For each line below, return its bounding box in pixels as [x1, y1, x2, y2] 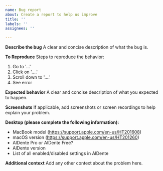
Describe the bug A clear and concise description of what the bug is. [5, 44, 148, 50]
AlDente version [12, 145, 46, 151]
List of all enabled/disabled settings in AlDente [12, 150, 109, 156]
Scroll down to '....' [12, 74, 51, 80]
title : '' [5, 17, 26, 22]
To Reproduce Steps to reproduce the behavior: [5, 54, 104, 60]
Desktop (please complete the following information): [5, 119, 119, 125]
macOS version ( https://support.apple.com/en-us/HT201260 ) [12, 134, 139, 140]
